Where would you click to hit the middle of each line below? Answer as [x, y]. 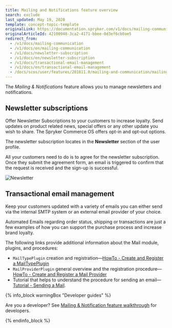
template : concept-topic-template [42, 24]
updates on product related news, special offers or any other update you [82, 126]
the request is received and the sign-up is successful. [62, 168]
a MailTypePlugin [31, 263]
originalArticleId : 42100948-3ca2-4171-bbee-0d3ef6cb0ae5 [68, 34]
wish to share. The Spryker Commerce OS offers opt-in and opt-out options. [86, 131]
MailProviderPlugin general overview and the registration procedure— [87, 269]
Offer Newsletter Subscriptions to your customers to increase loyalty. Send [84, 121]
